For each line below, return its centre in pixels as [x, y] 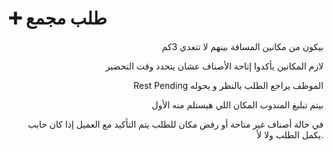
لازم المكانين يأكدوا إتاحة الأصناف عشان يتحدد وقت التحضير [214, 66]
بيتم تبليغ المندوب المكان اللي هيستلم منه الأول [237, 104]
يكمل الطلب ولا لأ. [290, 134]
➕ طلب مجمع [58, 18]
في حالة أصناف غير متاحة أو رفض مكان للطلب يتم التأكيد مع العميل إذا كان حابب [175, 124]
